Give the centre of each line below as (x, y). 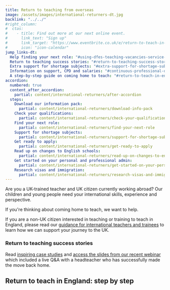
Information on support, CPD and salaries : (56, 71)
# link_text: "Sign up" (36, 38)
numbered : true (26, 85)
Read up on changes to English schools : (57, 151)
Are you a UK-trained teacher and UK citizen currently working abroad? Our (84, 189)
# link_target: (27, 43)
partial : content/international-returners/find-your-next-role (87, 128)
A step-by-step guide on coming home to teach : (61, 76)
